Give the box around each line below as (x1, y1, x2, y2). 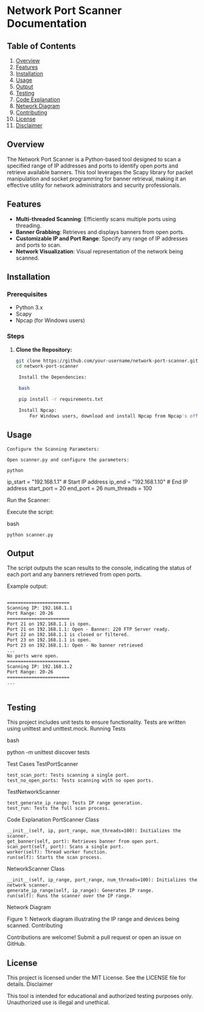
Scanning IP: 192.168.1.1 (7, 605, 72, 611)
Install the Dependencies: (18, 374, 87, 381)
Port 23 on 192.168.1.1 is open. (7, 637, 92, 643)
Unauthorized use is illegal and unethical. (7, 999, 110, 1006)
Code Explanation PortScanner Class (7, 816, 100, 823)
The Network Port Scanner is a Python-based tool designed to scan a (7, 155, 181, 163)
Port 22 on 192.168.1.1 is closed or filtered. (7, 632, 130, 638)
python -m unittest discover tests (7, 749, 90, 756)
